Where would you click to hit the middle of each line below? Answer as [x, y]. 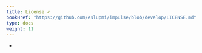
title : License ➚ [28, 12]
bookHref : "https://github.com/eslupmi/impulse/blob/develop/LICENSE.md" [102, 17]
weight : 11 [20, 29]
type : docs [20, 23]
